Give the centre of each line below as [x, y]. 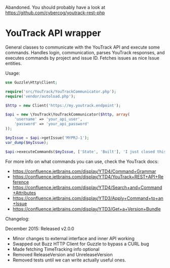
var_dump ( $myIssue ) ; [27, 142]
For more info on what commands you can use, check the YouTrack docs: [82, 161]
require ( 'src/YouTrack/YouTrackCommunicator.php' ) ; [61, 91]
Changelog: [17, 219]
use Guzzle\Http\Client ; [31, 82]
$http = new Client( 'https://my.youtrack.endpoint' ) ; [63, 105]
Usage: [13, 73]
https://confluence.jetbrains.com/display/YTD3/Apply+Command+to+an [88, 198]
